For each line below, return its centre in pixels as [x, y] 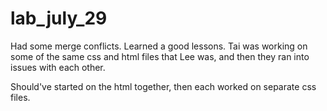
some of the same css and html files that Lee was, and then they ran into [160, 56]
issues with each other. [58, 67]
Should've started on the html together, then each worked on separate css [163, 86]
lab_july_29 [59, 18]
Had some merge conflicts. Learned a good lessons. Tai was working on [159, 46]
